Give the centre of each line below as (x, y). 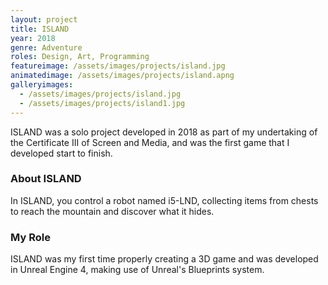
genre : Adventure (46, 47)
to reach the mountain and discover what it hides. (112, 211)
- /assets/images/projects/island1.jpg (102, 103)
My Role (30, 237)
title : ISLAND (40, 29)
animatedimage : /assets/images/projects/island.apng (122, 76)
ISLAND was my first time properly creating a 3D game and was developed (164, 259)
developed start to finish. (61, 153)
